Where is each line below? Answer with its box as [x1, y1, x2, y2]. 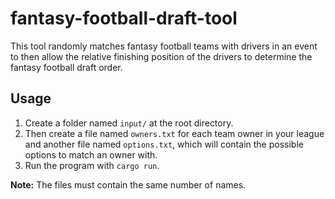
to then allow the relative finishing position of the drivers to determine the [10, 50, 313, 62]
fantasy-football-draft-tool [10, 7, 238, 30]
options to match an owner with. [24, 148, 158, 161]
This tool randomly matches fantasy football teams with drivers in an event [10, 40, 318, 52]
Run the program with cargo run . [24, 159, 160, 171]
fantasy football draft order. [10, 61, 123, 73]
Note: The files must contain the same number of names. [10, 178, 247, 191]
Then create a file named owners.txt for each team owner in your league [24, 127, 325, 139]
